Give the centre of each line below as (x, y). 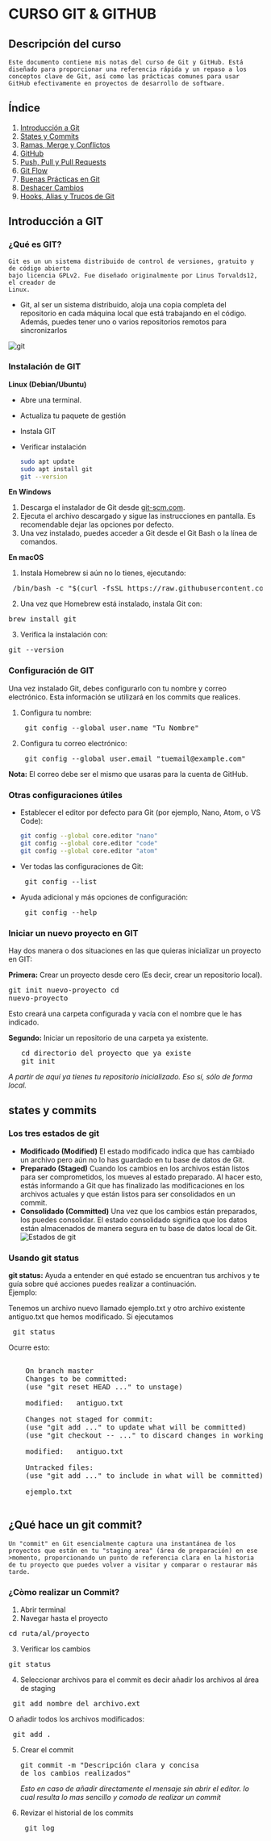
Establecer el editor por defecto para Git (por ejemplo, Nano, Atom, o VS (140, 812)
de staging (38, 1689)
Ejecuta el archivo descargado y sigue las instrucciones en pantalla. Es (138, 516)
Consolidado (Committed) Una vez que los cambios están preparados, (139, 1211)
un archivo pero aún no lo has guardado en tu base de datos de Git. (132, 1159)
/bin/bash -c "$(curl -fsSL (68, 589)
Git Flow (34, 170)
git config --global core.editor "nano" (89, 836)
